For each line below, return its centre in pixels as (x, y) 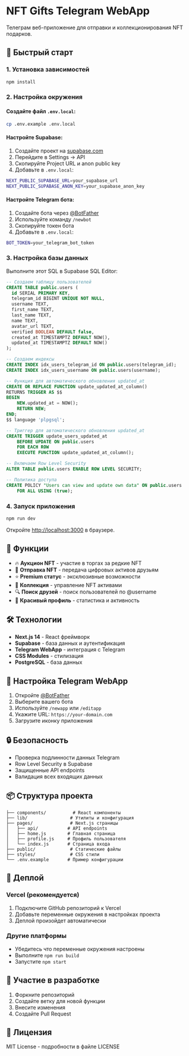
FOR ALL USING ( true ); (45, 491)
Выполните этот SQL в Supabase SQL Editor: (62, 271)
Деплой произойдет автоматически (60, 920)
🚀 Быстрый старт (40, 53)
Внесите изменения (40, 1007)
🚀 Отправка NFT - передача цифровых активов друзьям (86, 570)
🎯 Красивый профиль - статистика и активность (77, 600)
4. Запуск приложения (41, 506)
